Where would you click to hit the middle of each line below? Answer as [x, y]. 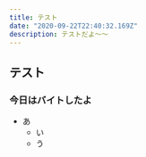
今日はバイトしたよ [51, 100]
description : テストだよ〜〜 [59, 34]
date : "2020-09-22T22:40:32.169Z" [74, 26]
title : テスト [34, 17]
